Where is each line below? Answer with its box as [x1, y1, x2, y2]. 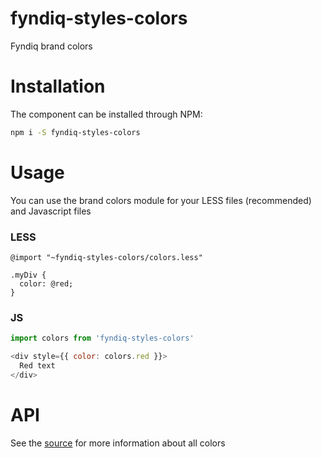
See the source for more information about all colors [10, 437, 226, 449]
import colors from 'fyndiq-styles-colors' [10, 333, 195, 344]
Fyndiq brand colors [10, 40, 93, 52]
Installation [10, 75, 106, 98]
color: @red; [19, 278, 74, 289]
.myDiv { [10, 270, 47, 280]
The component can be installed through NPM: [10, 108, 203, 120]
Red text [19, 361, 56, 371]
